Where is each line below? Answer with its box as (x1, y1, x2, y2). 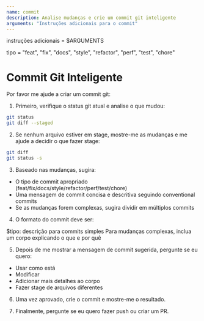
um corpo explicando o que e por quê (6, 234, 101, 242)
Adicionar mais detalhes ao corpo (15, 277, 100, 284)
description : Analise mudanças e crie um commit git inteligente (6, 15, 176, 21)
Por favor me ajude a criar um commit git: (6, 90, 111, 98)
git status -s (6, 155, 43, 161)
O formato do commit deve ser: (15, 215, 94, 223)
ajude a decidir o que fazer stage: (15, 138, 100, 145)
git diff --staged (6, 120, 53, 126)
